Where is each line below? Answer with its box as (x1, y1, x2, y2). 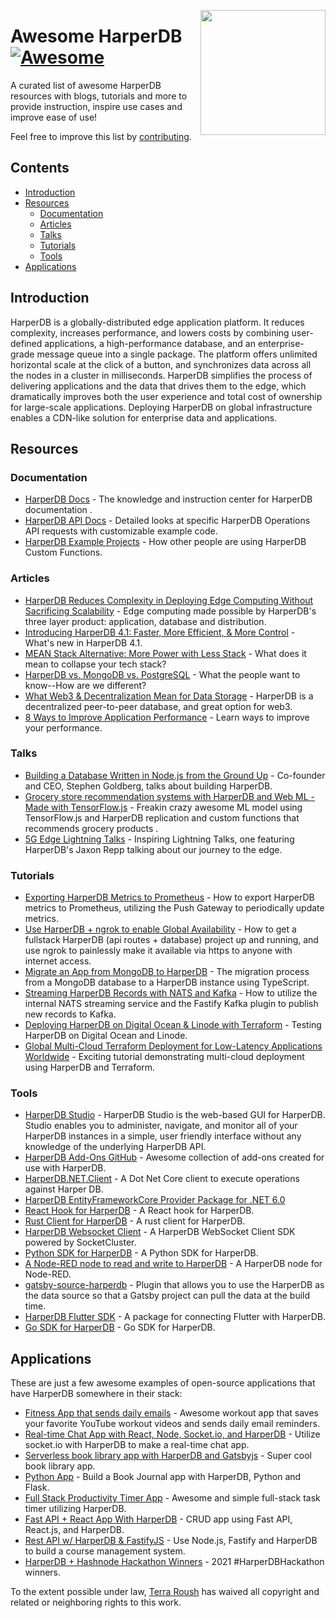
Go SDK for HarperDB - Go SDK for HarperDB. (24, 1321, 216, 1334)
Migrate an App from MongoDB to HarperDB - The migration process (24, 966, 310, 978)
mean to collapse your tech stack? (24, 658, 167, 670)
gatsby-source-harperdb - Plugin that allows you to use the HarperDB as (24, 1279, 325, 1291)
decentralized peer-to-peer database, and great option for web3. (24, 700, 293, 712)
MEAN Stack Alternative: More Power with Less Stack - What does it (24, 647, 307, 659)
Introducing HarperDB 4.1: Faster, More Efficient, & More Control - (24, 626, 296, 638)
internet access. (24, 955, 92, 967)
